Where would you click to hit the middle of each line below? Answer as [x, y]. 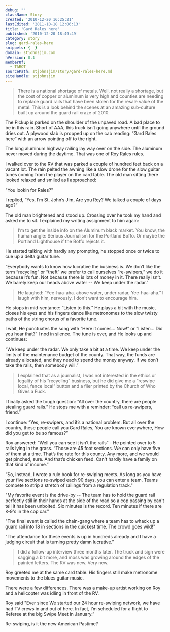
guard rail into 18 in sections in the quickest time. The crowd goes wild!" [80, 526]
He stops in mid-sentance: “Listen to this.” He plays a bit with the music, [81, 308]
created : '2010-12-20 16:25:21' [39, 19]
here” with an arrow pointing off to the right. [51, 139]
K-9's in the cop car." [27, 511]
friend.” [13, 412]
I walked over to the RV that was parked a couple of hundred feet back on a [84, 164]
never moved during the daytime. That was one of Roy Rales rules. [75, 154]
